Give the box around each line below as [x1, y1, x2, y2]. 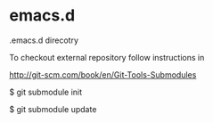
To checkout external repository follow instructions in [9, 52, 205, 62]
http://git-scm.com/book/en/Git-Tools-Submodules [9, 69, 197, 80]
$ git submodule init [9, 86, 83, 97]
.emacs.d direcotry [9, 35, 78, 45]
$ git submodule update [9, 103, 97, 114]
